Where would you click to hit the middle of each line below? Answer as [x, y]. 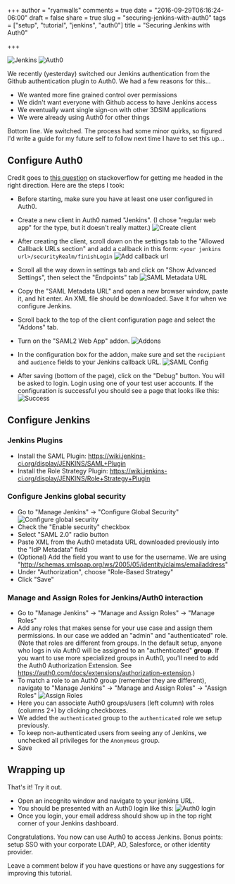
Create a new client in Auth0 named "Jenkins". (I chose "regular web [116, 220]
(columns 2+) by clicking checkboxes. [72, 710]
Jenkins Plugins [35, 440]
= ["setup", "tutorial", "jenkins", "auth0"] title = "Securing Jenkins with [109, 25]
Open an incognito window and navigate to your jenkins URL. [106, 801]
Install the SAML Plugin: [52, 456]
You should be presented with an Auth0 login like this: [95, 808]
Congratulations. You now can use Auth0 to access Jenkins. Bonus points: [115, 837]
